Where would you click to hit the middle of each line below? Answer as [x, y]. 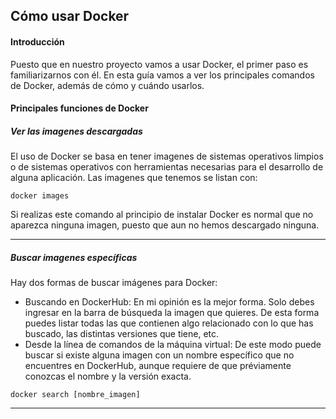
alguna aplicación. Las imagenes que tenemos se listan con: [134, 178]
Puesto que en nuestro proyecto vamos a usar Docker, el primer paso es [159, 64]
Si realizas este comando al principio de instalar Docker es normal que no [162, 215]
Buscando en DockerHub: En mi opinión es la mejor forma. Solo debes [169, 302]
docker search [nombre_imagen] [75, 395]
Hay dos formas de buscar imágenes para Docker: [114, 283]
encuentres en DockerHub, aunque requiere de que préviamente [158, 366]
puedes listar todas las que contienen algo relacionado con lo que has [169, 323]
